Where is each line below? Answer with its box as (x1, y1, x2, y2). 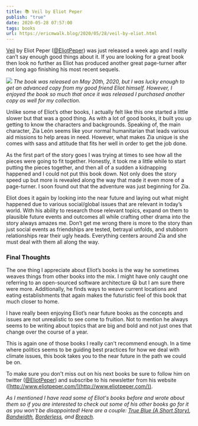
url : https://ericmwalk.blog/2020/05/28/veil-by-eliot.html (6, 31, 158, 37)
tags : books (6, 25, 35, 31)
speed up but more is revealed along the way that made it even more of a (6, 177, 184, 184)
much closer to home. (6, 298, 60, 305)
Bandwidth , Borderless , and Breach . (6, 413, 95, 421)
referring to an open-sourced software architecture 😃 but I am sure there (6, 279, 185, 286)
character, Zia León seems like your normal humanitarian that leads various (6, 127, 189, 134)
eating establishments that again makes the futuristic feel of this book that (6, 292, 187, 299)
